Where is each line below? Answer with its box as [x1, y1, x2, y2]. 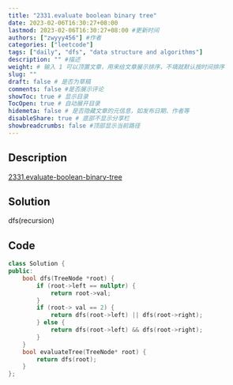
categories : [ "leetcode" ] [8, 41, 93, 49]
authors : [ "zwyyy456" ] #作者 [8, 33, 102, 42]
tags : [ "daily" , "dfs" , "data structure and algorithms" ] [8, 48, 203, 56]
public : [8, 267, 34, 275]
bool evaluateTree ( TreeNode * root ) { [22, 348, 147, 356]
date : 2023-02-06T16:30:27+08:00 [8, 19, 118, 27]
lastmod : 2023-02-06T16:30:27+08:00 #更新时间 [8, 26, 160, 34]
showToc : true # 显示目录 [8, 92, 89, 100]
